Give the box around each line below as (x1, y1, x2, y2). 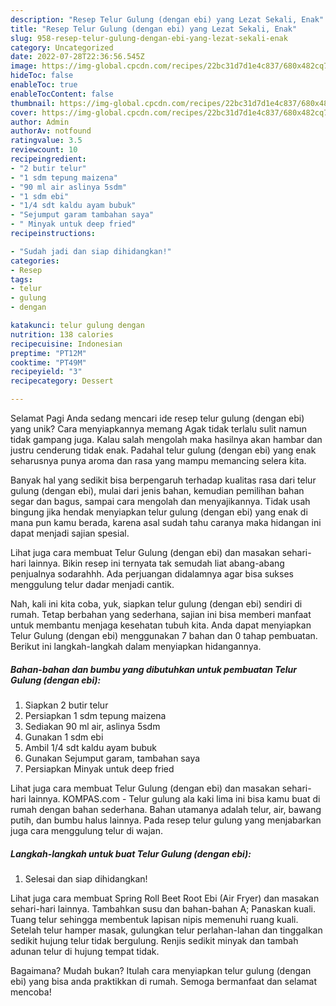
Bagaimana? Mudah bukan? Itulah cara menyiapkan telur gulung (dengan (10, 964, 312, 976)
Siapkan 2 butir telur (24, 699, 109, 711)
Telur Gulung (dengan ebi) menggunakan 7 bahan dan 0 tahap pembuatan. (10, 630, 318, 641)
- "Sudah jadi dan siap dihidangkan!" (10, 246, 172, 256)
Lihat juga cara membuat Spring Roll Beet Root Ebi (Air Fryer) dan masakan (10, 892, 320, 904)
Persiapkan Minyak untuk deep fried (24, 762, 175, 775)
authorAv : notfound (10, 126, 92, 136)
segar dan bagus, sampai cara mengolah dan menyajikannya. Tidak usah (10, 496, 311, 507)
